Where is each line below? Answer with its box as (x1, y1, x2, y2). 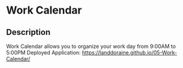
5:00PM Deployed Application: (6, 49, 81, 56)
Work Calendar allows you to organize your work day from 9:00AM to (6, 43, 176, 50)
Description (6, 27, 51, 37)
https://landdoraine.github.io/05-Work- (82, 49, 177, 56)
